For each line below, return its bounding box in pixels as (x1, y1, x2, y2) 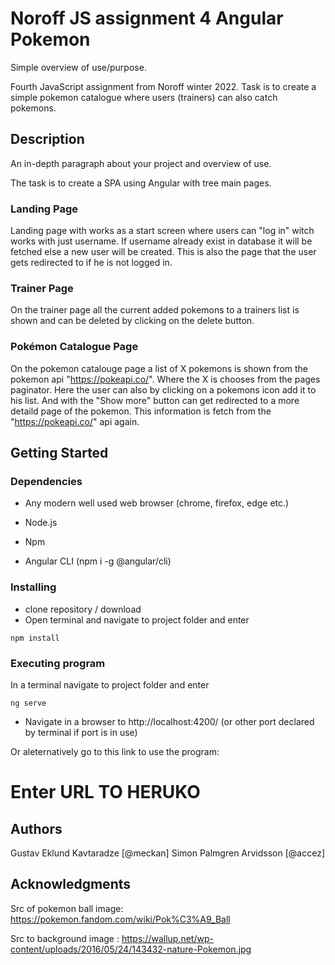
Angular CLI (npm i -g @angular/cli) (24, 555, 172, 567)
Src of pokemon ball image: (10, 902, 124, 914)
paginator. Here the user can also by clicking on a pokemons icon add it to (10, 383, 317, 396)
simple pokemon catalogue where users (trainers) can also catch (10, 91, 278, 103)
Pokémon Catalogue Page (10, 340, 139, 354)
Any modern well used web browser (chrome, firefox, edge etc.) (24, 497, 290, 509)
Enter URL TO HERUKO (10, 781, 201, 804)
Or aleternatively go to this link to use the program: (10, 745, 220, 757)
